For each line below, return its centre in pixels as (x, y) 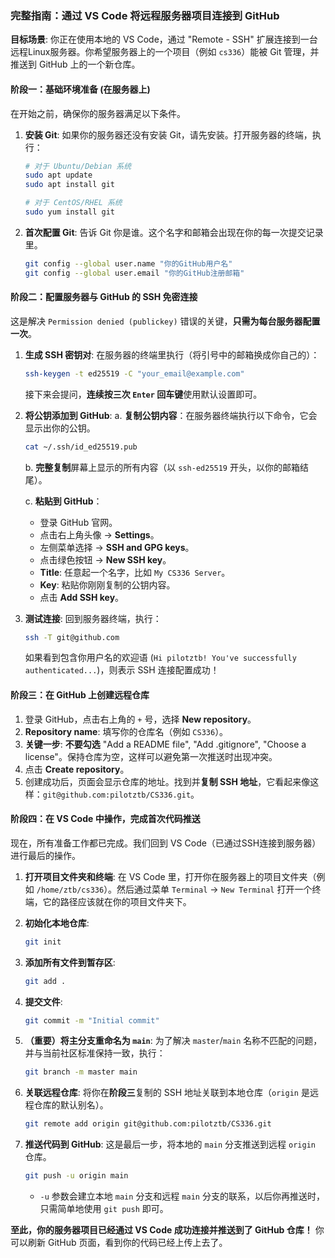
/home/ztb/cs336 (70, 890)
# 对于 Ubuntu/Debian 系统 (78, 166)
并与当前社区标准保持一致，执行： (95, 1053)
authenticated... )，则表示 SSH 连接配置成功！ (122, 670)
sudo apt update (58, 175)
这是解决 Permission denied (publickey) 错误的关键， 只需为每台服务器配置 (165, 321)
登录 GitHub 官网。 (78, 522)
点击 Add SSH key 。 (82, 597)
